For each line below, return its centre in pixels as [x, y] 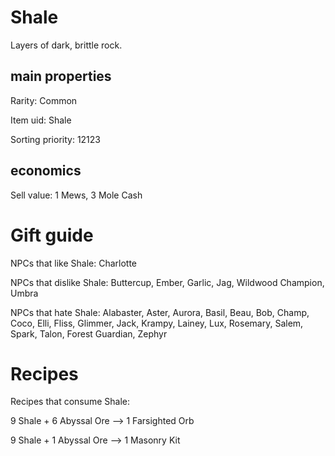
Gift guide [52, 235]
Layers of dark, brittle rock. [66, 45]
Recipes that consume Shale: [70, 402]
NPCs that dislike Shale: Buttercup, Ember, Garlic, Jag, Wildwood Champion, [167, 282]
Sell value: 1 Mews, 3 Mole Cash [76, 195]
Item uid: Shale [41, 120]
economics [46, 171]
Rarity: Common [44, 100]
